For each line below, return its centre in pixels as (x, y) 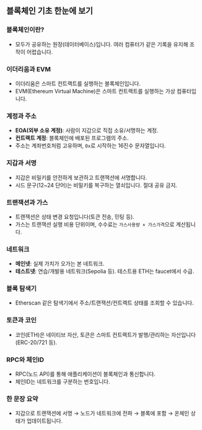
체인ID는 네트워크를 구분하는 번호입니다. (63, 382)
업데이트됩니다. (44, 421)
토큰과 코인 (22, 320)
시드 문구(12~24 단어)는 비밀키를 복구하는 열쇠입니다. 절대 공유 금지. (96, 185)
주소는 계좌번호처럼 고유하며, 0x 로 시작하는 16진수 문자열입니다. (90, 146)
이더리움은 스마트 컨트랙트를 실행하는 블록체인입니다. (78, 83)
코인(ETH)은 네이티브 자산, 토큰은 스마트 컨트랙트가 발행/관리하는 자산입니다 (105, 334)
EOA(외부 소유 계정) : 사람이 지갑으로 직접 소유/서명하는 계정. (87, 130)
